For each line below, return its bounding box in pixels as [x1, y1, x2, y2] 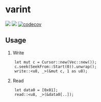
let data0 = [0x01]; [14, 87, 58, 93]
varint [5, 4, 31, 15]
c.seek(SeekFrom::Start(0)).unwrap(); [14, 64, 97, 69]
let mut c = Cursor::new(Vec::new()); [14, 59, 97, 65]
